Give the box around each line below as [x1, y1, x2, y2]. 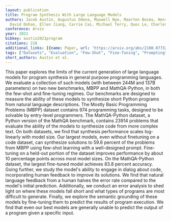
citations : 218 [5, 41, 38, 46]
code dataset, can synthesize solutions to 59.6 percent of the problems [5, 139, 155, 145]
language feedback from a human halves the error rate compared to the [5, 177, 156, 184]
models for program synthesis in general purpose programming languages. [5, 75, 163, 81]
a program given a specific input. [5, 210, 75, 216]
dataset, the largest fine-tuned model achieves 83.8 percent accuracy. [5, 161, 153, 167]
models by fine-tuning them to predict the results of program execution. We [5, 199, 164, 205]
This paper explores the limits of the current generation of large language [5, 69, 159, 75]
